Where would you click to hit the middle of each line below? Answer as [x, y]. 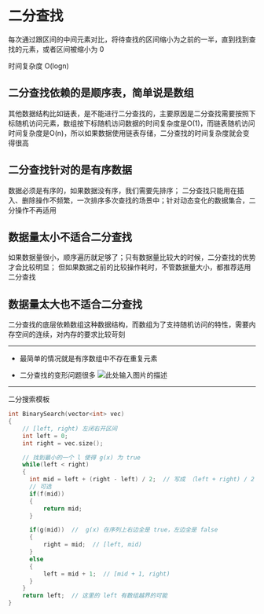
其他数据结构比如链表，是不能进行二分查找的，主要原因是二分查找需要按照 [128, 113]
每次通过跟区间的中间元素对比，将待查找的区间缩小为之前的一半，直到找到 [128, 39]
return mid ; [62, 508]
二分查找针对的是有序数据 [70, 170]
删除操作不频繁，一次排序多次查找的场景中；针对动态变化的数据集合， [135, 200]
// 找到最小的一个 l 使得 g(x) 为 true [82, 457]
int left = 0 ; [45, 436]
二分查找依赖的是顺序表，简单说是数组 [101, 93]
